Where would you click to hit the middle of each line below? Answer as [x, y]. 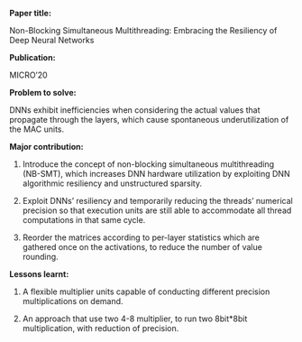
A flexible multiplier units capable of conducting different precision [146, 291]
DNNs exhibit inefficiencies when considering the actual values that [135, 110]
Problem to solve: [43, 92]
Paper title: [31, 13]
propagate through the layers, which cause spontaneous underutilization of [149, 120]
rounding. [40, 257]
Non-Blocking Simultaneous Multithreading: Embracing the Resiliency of [143, 30]
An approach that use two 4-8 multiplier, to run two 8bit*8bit [135, 319]
